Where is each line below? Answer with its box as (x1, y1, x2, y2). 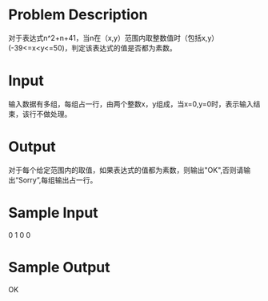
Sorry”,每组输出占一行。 (18, 175, 98, 185)
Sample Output (8, 258, 110, 276)
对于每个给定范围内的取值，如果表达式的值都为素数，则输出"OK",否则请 (8, 165, 244, 175)
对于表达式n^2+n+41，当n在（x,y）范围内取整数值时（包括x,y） (8, 33, 219, 42)
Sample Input (8, 204, 98, 222)
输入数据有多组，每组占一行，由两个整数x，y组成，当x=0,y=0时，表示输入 (8, 98, 254, 109)
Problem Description (8, 6, 148, 24)
